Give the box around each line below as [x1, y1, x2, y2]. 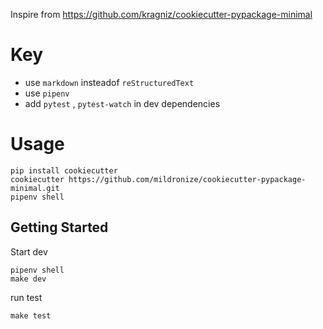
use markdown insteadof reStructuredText [24, 76, 195, 88]
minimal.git [10, 183, 60, 193]
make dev [10, 274, 47, 284]
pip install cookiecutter [10, 165, 118, 176]
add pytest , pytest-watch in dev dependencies [24, 97, 221, 109]
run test [10, 291, 43, 303]
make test [10, 310, 52, 321]
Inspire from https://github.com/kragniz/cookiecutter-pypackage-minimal [10, 9, 313, 20]
